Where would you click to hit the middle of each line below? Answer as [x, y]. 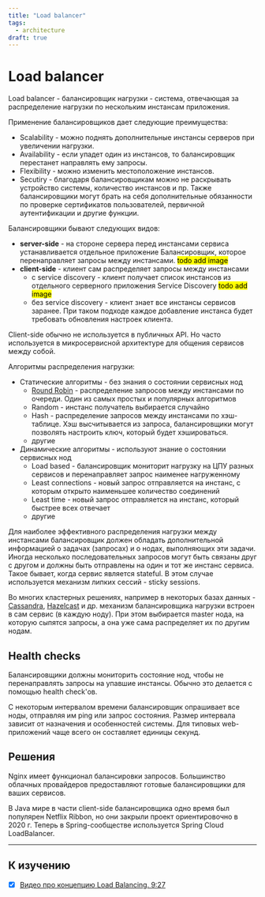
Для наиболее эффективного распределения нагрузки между [113, 532]
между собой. [32, 352]
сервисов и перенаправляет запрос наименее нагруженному [136, 474]
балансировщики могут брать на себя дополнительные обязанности [136, 196]
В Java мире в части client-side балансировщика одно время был [119, 808]
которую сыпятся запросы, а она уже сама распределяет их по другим [129, 623]
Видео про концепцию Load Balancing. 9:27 [92, 884]
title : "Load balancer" [47, 15]
